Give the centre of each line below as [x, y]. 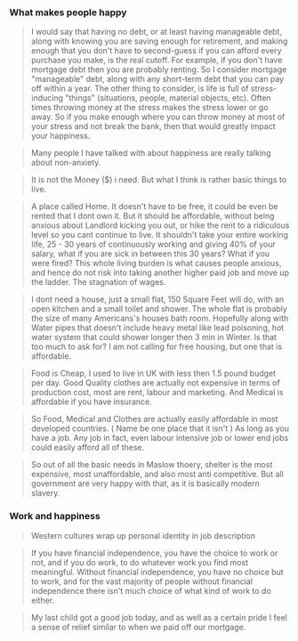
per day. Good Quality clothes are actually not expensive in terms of [155, 383]
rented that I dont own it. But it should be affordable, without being [153, 216]
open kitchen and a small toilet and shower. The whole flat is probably [159, 309]
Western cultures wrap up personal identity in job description [143, 535]
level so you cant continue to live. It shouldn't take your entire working [160, 235]
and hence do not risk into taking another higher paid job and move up [160, 272]
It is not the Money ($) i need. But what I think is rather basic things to [159, 180]
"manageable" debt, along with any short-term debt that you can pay [157, 79]
